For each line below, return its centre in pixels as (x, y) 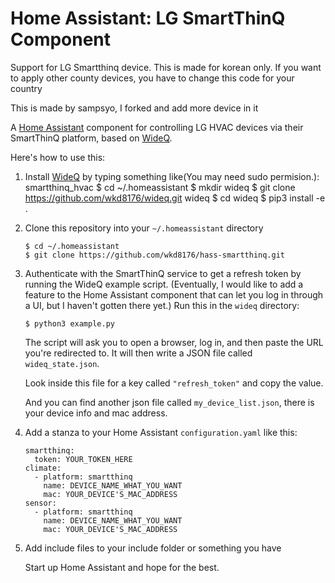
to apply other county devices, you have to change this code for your (152, 78)
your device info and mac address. (96, 413)
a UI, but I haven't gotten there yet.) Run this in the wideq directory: (162, 305)
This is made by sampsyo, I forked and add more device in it (134, 108)
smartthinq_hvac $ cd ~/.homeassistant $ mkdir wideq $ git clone (160, 187)
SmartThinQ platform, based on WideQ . (91, 138)
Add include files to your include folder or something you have (153, 548)
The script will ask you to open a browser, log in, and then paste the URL (174, 342)
